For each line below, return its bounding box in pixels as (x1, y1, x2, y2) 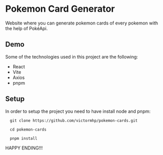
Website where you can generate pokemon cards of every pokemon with (5, 20, 158, 26)
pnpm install (10, 136, 38, 141)
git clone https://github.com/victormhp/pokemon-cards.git (10, 118, 138, 123)
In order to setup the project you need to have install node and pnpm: (5, 108, 151, 114)
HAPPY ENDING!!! (5, 145, 43, 151)
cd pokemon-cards (10, 127, 47, 132)
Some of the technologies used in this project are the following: (5, 54, 139, 60)
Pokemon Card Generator (5, 3, 115, 15)
